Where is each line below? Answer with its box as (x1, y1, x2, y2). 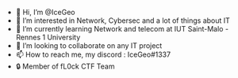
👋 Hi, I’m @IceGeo (15, 8, 75, 17)
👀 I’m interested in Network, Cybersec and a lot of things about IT (15, 16, 230, 25)
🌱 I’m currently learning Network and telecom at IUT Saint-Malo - (15, 24, 228, 33)
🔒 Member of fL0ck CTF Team (15, 61, 115, 71)
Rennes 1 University (15, 32, 81, 42)
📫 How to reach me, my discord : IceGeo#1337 (15, 50, 171, 59)
